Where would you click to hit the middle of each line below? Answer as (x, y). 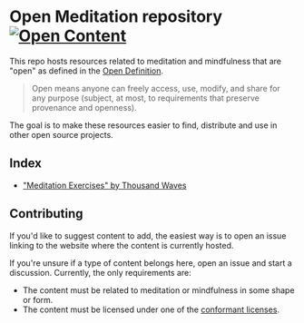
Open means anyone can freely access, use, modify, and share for (156, 88)
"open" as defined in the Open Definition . (87, 71)
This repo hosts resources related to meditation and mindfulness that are (146, 61)
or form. (38, 299)
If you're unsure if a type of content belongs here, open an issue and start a (151, 263)
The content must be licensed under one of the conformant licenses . (151, 309)
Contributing (46, 214)
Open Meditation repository (116, 17)
